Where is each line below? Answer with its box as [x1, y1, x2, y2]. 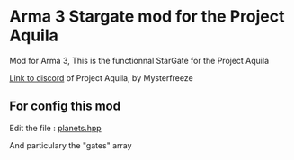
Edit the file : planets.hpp [9, 122, 102, 133]
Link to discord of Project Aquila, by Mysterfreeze [9, 72, 193, 83]
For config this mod [9, 99, 121, 114]
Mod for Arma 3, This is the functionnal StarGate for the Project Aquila [9, 55, 270, 66]
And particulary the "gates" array [9, 139, 132, 150]
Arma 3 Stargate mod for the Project [9, 6, 285, 27]
